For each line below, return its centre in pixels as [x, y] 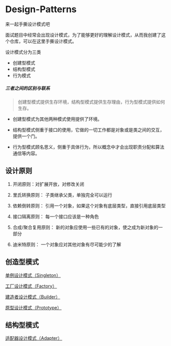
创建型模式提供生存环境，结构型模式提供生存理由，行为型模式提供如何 [91, 102]
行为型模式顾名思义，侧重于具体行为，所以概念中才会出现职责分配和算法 [88, 147]
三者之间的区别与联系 [27, 88]
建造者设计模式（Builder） [33, 297]
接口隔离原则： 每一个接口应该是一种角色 [56, 216]
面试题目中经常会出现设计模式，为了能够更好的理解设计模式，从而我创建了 [83, 35]
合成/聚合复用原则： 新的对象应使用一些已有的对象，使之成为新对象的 [85, 227]
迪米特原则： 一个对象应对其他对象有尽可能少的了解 [67, 244]
